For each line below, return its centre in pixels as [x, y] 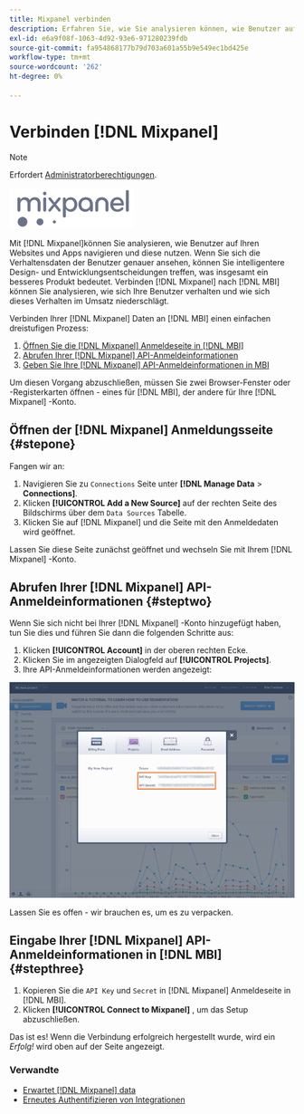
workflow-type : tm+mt [50, 58]
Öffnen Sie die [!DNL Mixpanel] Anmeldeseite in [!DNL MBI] [133, 345]
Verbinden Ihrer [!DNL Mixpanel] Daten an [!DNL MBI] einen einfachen [140, 318]
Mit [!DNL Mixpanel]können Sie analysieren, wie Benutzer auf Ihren [134, 243]
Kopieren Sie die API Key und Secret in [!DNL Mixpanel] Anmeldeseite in [157, 991]
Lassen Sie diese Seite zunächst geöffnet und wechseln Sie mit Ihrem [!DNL [151, 549]
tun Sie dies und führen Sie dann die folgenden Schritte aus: [121, 633]
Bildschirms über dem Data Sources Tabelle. [104, 513]
